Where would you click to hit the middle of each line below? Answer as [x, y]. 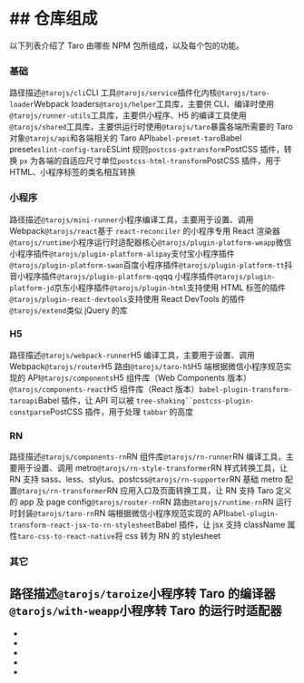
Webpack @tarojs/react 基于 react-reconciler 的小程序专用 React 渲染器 [145, 230]
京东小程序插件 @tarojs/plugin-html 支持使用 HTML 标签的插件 [170, 288]
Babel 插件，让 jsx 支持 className [221, 525]
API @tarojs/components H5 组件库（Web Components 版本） [139, 377]
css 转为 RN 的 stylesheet [173, 536]
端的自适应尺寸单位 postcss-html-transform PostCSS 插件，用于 [164, 161]
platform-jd [32, 288]
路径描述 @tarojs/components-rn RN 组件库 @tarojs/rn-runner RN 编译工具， [148, 457]
